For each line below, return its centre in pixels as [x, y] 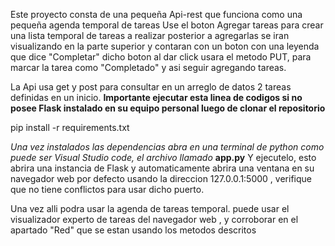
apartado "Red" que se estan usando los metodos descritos [133, 230]
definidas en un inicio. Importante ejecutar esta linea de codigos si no [156, 97]
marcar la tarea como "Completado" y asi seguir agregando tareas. [148, 67]
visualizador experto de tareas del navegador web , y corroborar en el [154, 219]
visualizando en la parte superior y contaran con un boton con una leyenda [165, 46]
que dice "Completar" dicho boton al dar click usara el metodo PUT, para [161, 57]
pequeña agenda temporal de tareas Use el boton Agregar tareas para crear [167, 25]
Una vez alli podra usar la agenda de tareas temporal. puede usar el [150, 208]
